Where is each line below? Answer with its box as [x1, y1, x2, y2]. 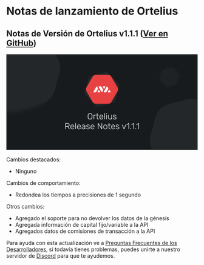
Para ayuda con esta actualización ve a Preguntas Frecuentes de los [6, 240, 177, 246]
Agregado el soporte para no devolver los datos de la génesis [15, 215, 169, 222]
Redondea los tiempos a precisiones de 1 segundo [15, 191, 141, 198]
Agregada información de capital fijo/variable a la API [15, 221, 149, 228]
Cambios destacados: [6, 156, 61, 163]
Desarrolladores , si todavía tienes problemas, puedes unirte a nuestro [6, 246, 180, 253]
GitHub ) [6, 38, 36, 48]
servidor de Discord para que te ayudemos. [6, 252, 115, 259]
